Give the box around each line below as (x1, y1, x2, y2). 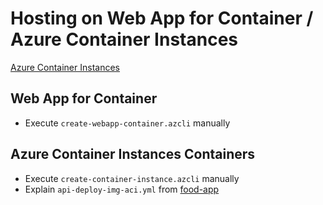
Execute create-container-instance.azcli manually (24, 172, 240, 184)
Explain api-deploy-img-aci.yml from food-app (24, 183, 220, 195)
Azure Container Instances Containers (10, 146, 256, 163)
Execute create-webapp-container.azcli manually (24, 117, 231, 129)
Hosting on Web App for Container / (10, 7, 314, 30)
